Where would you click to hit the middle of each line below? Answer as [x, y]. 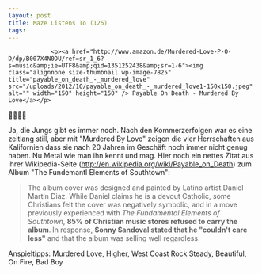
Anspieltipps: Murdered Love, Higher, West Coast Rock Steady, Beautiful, [127, 253]
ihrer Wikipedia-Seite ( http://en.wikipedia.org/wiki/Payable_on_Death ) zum [130, 164]
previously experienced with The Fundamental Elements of [123, 213]
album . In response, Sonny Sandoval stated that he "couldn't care [137, 230]
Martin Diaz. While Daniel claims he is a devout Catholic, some [129, 196]
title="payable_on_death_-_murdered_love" [79, 80]
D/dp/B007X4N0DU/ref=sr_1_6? [56, 59]
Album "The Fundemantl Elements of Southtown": [89, 173]
